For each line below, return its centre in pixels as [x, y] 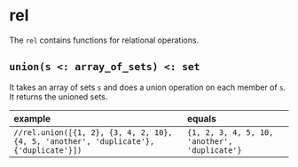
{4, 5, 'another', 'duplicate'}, [84, 141]
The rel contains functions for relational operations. [104, 40]
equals [202, 118]
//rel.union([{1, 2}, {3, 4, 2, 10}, [93, 132]
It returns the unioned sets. [59, 96]
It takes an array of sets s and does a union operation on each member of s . [148, 87]
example [32, 118]
